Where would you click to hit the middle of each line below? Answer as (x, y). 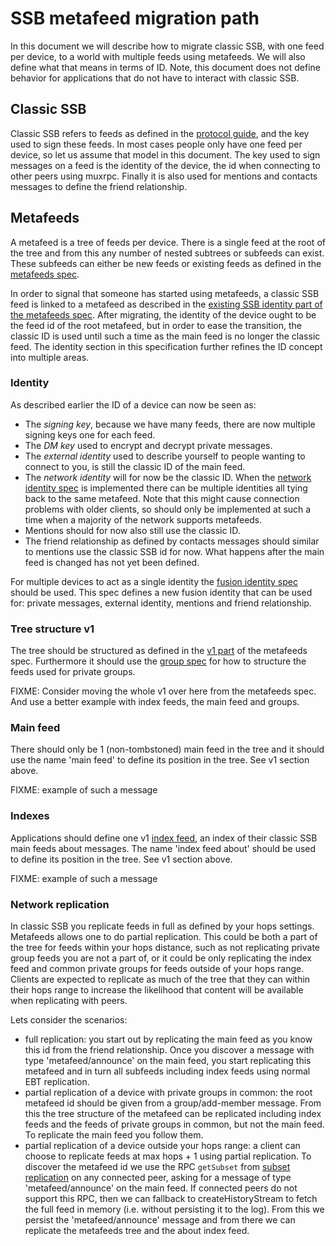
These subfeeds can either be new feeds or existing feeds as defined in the (166, 263)
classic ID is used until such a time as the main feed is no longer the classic (165, 336)
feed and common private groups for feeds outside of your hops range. (157, 969)
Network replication (60, 904)
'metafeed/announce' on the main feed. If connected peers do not (161, 1188)
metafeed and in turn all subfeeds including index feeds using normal (167, 1071)
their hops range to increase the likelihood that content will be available (157, 990)
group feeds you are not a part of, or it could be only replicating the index (161, 958)
